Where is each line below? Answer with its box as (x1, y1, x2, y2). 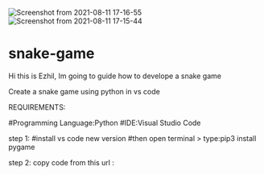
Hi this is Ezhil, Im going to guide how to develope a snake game (8, 71, 221, 81)
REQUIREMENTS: (8, 102, 66, 112)
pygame (8, 142, 35, 152)
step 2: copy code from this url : (8, 157, 115, 167)
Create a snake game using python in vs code (8, 86, 161, 96)
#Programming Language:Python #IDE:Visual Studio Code (8, 118, 201, 127)
